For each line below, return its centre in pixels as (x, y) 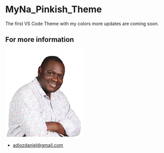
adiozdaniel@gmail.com (38, 145)
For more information (40, 40)
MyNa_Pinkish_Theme (54, 9)
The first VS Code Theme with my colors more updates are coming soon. (82, 24)
